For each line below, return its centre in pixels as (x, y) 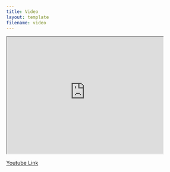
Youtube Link (22, 163)
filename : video (26, 23)
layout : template (28, 17)
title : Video (22, 12)
